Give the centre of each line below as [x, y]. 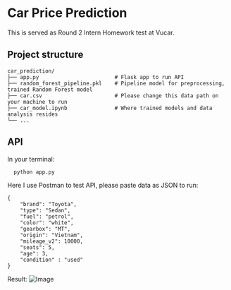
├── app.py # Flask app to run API [96, 77]
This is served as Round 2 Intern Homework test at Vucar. [91, 32]
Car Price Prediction [67, 13]
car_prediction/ [31, 71]
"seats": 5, [37, 247]
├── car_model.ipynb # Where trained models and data [110, 108]
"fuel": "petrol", [47, 217]
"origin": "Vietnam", [51, 235]
